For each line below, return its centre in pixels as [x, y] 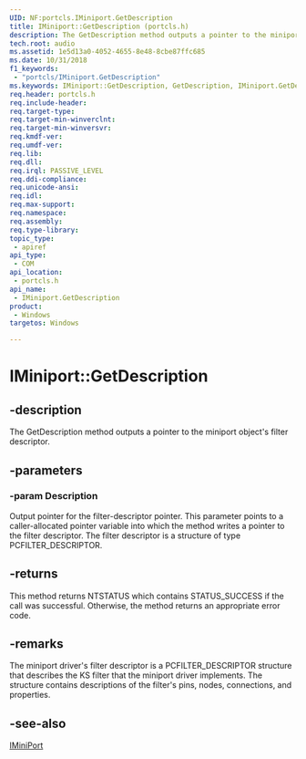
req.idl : [26, 196]
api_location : [36, 273]
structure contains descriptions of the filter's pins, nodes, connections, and [151, 685]
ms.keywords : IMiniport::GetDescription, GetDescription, [122, 86]
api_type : [28, 255]
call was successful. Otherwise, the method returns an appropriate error [145, 605]
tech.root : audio [42, 43]
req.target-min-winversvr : [61, 129]
